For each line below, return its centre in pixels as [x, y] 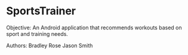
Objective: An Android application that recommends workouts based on [94, 27]
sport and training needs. [37, 33]
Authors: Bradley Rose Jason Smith [50, 45]
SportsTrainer [41, 11]
